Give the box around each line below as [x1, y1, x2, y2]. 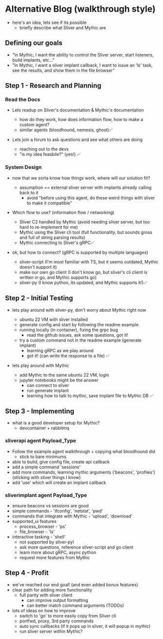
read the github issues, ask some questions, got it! [26, 332, 128, 338]
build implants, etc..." [12, 57, 55, 63]
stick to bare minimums [19, 454, 67, 459]
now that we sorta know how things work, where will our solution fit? [12, 175, 150, 181]
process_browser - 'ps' [19, 523, 67, 529]
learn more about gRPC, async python [19, 549, 97, 555]
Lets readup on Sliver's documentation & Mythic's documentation [12, 107, 144, 113]
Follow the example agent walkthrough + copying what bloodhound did [12, 448, 155, 454]
